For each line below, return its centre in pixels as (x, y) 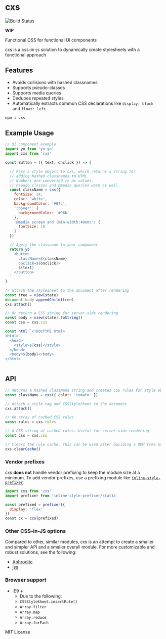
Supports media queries (37, 92)
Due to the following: (41, 596)
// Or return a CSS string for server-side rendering (62, 313)
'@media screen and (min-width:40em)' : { (57, 222)
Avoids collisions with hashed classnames (55, 82)
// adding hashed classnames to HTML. (50, 176)
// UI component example (31, 144)
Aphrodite (22, 562)
